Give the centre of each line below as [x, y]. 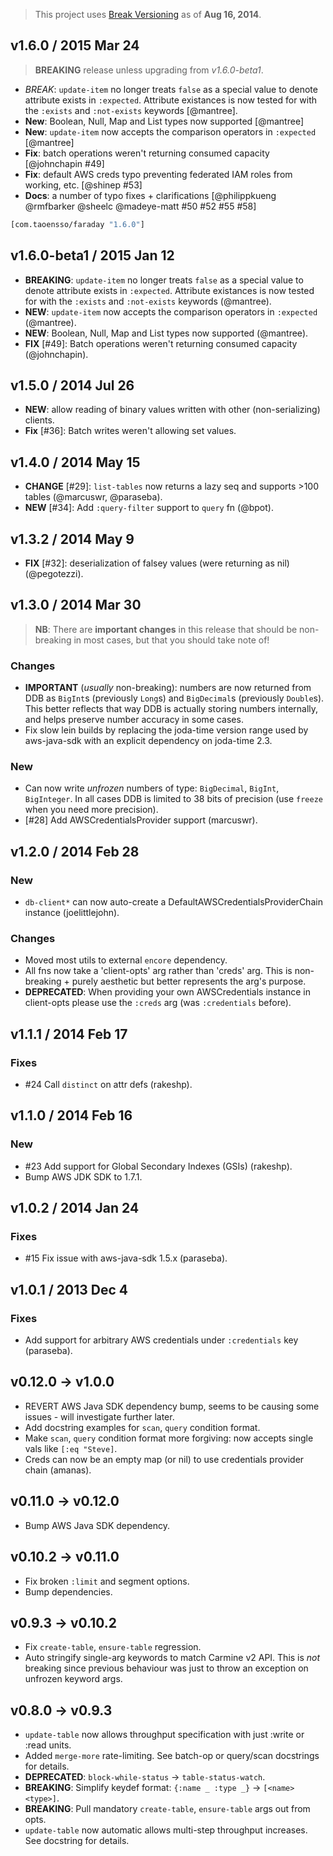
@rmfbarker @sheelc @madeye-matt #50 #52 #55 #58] [140, 206]
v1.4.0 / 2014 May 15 [75, 462]
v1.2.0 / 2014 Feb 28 [75, 851]
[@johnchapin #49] [64, 163]
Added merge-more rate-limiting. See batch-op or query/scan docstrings [172, 1756]
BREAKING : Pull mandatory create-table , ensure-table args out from [167, 1809]
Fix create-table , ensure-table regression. [113, 1647]
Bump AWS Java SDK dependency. [97, 1525]
